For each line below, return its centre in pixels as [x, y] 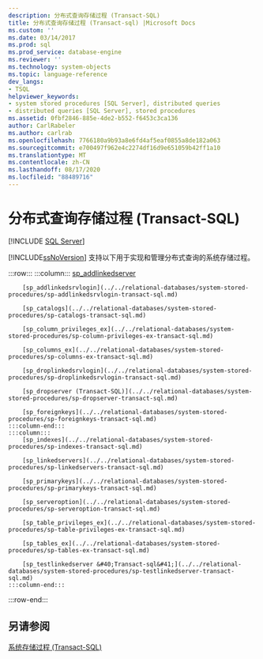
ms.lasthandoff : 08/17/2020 [54, 170]
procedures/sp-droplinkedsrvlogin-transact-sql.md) [95, 377]
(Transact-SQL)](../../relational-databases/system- [164, 391]
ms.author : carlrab [40, 133]
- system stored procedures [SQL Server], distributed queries [115, 104]
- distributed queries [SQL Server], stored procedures [102, 111]
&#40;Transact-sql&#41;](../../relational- [169, 564]
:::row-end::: [28, 599]
